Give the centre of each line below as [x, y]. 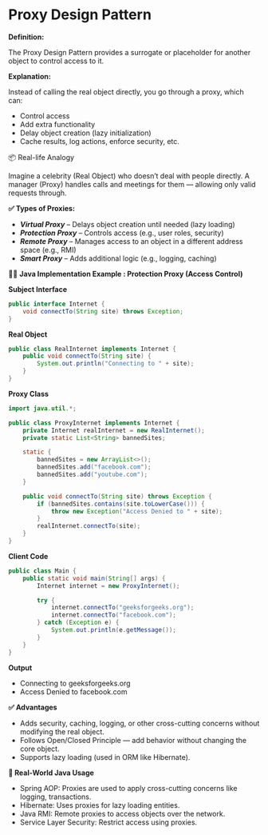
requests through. [37, 193]
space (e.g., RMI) [48, 250]
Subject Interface [38, 289]
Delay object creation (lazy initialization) [85, 133]
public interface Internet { [57, 304]
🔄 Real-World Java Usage [51, 773]
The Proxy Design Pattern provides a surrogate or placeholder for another [130, 52]
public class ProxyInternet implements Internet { [94, 423]
